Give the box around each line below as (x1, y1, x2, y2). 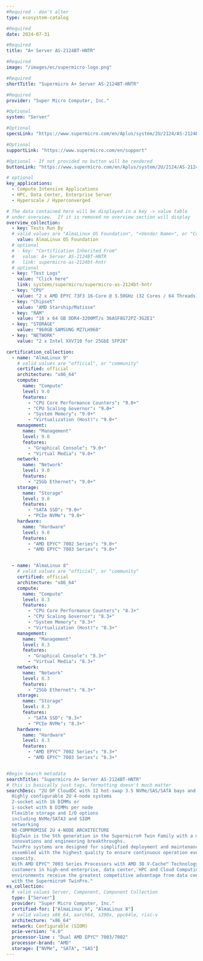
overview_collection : (6, 220, 61, 226)
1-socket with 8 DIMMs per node (11, 804, 94, 811)
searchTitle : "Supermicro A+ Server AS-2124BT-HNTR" (6, 776, 142, 783)
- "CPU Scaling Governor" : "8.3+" (28, 613, 115, 619)
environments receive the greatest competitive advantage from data (11, 872, 188, 878)
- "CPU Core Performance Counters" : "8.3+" (28, 608, 139, 614)
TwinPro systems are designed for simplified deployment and (11, 844, 169, 850)
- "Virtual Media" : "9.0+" (28, 450, 96, 457)
